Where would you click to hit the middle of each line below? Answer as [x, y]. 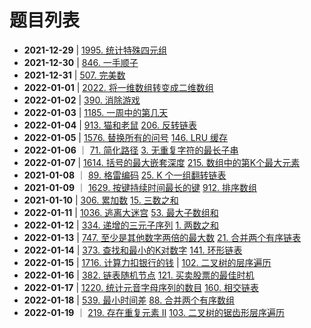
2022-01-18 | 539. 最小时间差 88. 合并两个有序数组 [129, 300]
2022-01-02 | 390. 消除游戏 [82, 100]
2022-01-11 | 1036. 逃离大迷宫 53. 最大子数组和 [121, 212]
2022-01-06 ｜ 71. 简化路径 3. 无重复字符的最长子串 [131, 150]
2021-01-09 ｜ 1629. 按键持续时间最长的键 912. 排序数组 [140, 187]
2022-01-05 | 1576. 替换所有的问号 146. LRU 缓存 [125, 137]
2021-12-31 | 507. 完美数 [74, 75]
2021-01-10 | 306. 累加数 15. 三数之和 [101, 200]
